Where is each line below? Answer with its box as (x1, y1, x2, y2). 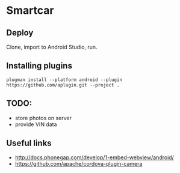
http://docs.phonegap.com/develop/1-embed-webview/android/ (14, 154, 175, 161)
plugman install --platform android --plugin (6, 76, 122, 83)
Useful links (6, 138, 52, 148)
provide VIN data (14, 121, 57, 128)
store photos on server (14, 114, 72, 121)
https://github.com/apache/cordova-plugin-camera (14, 160, 143, 168)
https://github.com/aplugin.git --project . (6, 82, 120, 88)
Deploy (6, 28, 34, 38)
